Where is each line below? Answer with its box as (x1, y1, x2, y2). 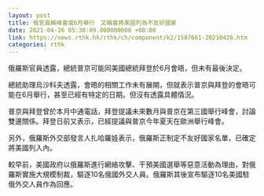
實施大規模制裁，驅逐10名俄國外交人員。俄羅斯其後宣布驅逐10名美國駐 (21, 170, 250, 179)
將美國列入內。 (8, 143, 57, 153)
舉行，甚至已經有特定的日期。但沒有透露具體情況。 (32, 90, 199, 99)
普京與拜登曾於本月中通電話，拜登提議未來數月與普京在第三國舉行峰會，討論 (8, 107, 256, 116)
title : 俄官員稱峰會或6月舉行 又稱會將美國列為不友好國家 (8, 19, 177, 27)
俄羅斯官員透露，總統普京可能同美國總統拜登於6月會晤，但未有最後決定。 (8, 64, 247, 73)
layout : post (8, 11, 51, 20)
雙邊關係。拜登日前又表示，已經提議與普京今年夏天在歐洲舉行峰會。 (8, 116, 229, 126)
